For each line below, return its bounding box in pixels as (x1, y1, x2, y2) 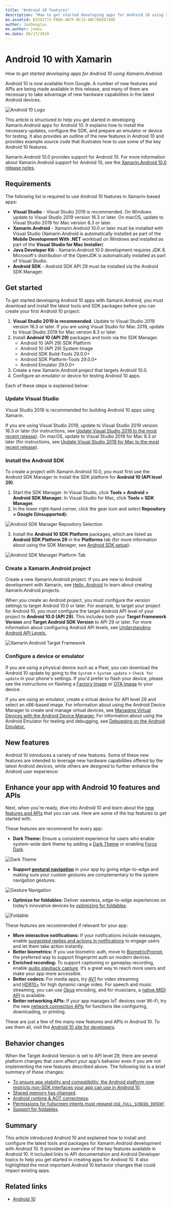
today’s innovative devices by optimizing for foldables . (12, 903, 127, 909)
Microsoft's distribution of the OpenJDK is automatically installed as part (12, 252, 166, 258)
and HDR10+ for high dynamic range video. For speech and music (12, 981, 152, 988)
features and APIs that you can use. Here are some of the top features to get (5, 810, 167, 816)
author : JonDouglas (5, 22, 47, 27)
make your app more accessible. (12, 970, 82, 977)
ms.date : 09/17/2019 (5, 31, 50, 36)
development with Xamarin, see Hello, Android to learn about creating (5, 582, 153, 588)
